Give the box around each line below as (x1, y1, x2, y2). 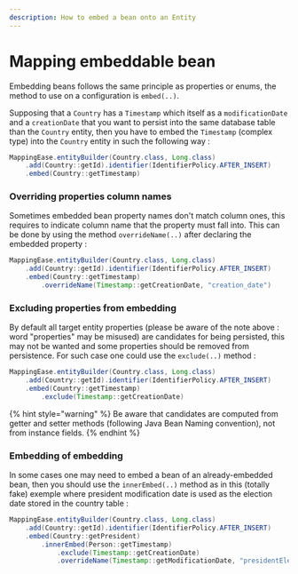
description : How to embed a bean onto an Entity (9, 12, 197, 22)
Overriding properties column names (9, 190, 172, 203)
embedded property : (9, 239, 87, 250)
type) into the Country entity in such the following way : (9, 135, 210, 147)
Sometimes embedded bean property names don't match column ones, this (9, 211, 286, 221)
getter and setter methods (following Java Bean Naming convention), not (9, 418, 276, 428)
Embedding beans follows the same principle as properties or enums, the (9, 81, 277, 92)
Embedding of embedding (9, 450, 124, 462)
